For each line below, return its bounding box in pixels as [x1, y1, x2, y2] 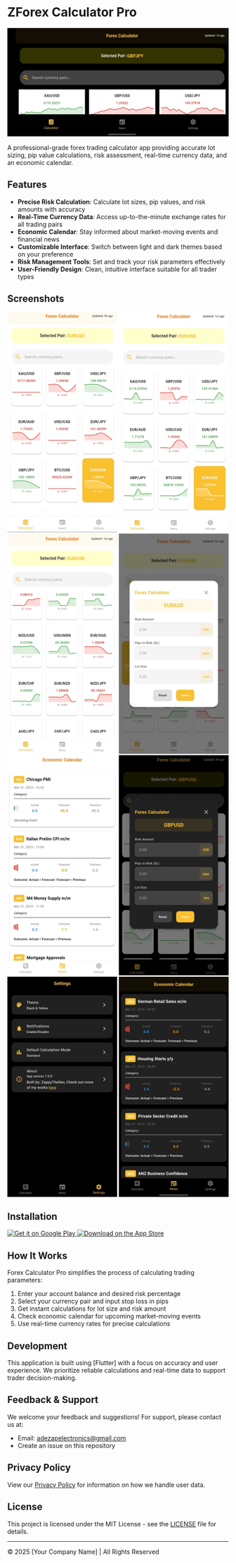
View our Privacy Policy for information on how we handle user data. [7, 1481, 206, 1489]
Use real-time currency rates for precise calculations [17, 1319, 171, 1328]
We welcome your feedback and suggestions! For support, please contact [7, 1412, 221, 1421]
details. [7, 1527, 29, 1536]
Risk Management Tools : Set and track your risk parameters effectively [17, 257, 225, 266]
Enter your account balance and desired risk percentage [17, 1290, 181, 1298]
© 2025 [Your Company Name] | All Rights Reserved [7, 1547, 159, 1556]
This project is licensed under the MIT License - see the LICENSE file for [7, 1519, 216, 1528]
